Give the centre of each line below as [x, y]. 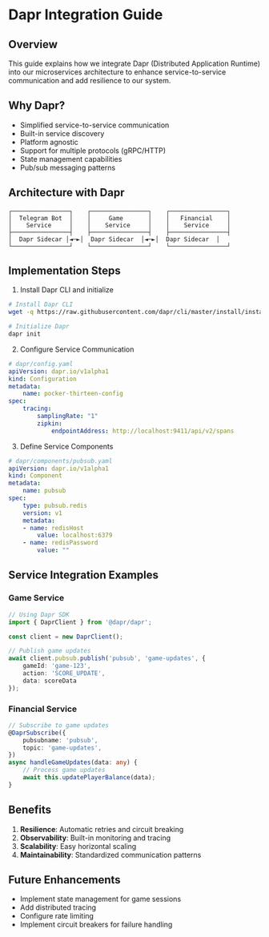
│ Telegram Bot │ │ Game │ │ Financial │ [119, 218]
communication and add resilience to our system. [90, 80]
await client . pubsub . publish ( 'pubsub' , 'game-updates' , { [107, 658]
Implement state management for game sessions [100, 899]
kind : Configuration [43, 379]
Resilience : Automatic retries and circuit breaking [102, 829]
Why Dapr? [37, 106]
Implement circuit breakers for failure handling [96, 925]
